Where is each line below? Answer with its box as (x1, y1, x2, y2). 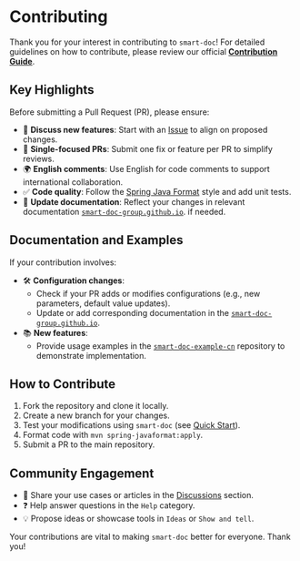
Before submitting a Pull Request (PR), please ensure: (9, 107, 210, 117)
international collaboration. (22, 176, 124, 188)
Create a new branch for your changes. (22, 410, 170, 421)
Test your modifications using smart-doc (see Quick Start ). (22, 420, 241, 431)
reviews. (22, 153, 55, 164)
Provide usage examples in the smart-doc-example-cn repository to (35, 340, 285, 352)
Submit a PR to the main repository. (22, 439, 155, 450)
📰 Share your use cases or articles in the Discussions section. (22, 490, 255, 501)
